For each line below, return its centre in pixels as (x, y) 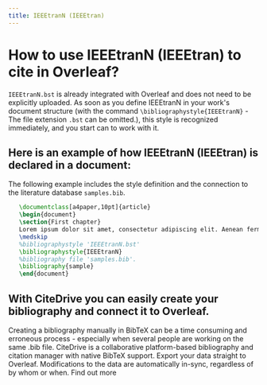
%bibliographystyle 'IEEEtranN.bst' (79, 244)
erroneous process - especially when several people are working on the (126, 338)
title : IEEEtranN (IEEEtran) (56, 16)
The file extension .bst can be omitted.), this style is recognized (113, 119)
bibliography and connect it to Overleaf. (109, 311)
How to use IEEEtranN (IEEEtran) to (125, 54)
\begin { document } (48, 215)
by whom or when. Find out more (62, 372)
